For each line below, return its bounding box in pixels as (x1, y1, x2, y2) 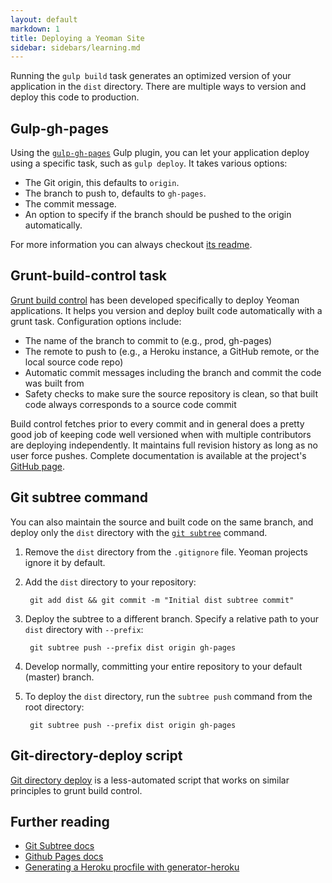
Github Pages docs (24, 851, 104, 863)
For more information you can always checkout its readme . (10, 239, 253, 251)
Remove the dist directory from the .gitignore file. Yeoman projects (24, 546, 308, 558)
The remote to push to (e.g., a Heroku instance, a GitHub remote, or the (24, 345, 320, 357)
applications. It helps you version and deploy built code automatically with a (10, 304, 323, 316)
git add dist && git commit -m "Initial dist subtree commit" (29, 595, 295, 605)
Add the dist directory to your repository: (24, 576, 197, 588)
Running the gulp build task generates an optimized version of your (10, 70, 292, 82)
